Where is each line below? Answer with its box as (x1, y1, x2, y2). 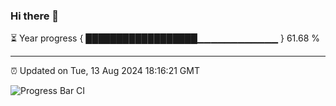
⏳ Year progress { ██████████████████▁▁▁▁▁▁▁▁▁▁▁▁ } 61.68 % (10, 32, 320, 44)
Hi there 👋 (10, 9, 60, 23)
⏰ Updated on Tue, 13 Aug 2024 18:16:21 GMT (10, 65, 200, 77)
